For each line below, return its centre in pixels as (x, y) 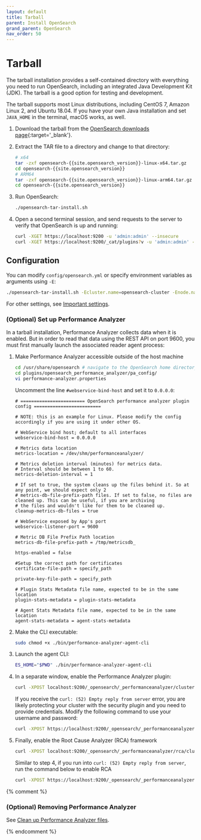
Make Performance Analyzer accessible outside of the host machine (99, 356)
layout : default (26, 12)
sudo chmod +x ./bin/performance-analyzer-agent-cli (82, 643)
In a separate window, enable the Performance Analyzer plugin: (93, 677)
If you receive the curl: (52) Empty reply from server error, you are (100, 699)
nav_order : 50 (24, 34)
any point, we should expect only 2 (60, 490)
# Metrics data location (46, 448)
